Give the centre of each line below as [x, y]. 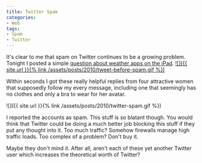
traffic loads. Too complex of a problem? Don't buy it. [72, 137]
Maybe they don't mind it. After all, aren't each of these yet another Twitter [99, 148]
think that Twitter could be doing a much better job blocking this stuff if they [101, 124]
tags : [13, 29]
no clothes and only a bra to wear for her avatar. [66, 94]
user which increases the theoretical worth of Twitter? [73, 155]
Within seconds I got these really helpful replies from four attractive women [100, 81]
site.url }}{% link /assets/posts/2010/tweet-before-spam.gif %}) [86, 69]
